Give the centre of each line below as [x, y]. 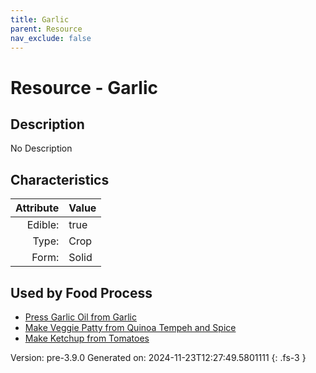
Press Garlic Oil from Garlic [80, 317]
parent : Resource [46, 29]
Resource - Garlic [84, 87]
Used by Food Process [81, 292]
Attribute [37, 208]
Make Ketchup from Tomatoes [87, 338]
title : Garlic [40, 19]
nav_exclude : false [51, 38]
